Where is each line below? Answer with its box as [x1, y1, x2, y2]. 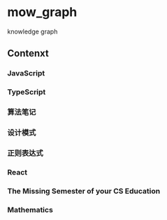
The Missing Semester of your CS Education [7, 186, 161, 196]
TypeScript [7, 87, 46, 97]
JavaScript [7, 68, 45, 78]
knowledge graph [7, 27, 58, 36]
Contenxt [7, 47, 49, 59]
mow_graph [7, 4, 78, 20]
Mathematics [7, 205, 54, 214]
